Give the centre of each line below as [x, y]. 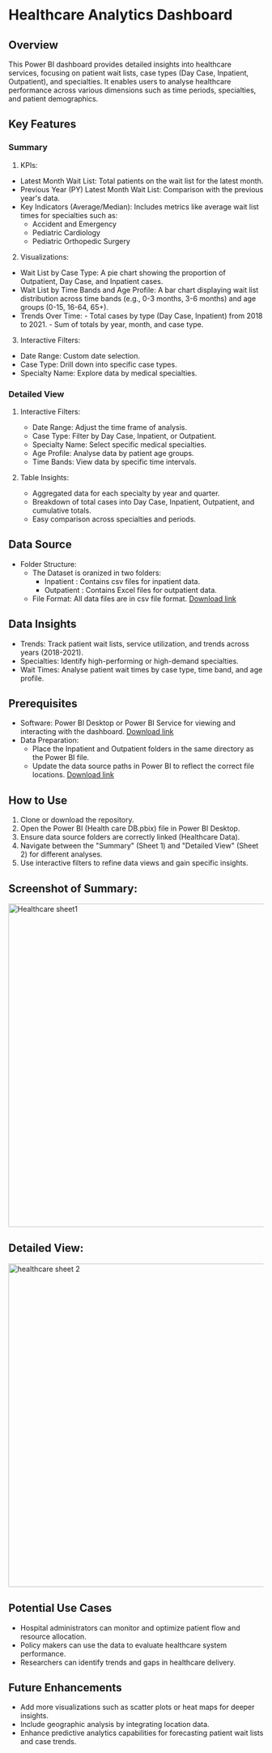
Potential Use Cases [60, 1608]
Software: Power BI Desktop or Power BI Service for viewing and [128, 723]
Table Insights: [45, 477]
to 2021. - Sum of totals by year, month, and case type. [112, 324]
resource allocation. [53, 1636]
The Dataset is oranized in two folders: [97, 573]
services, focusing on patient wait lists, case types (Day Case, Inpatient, [129, 73]
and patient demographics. [53, 99]
